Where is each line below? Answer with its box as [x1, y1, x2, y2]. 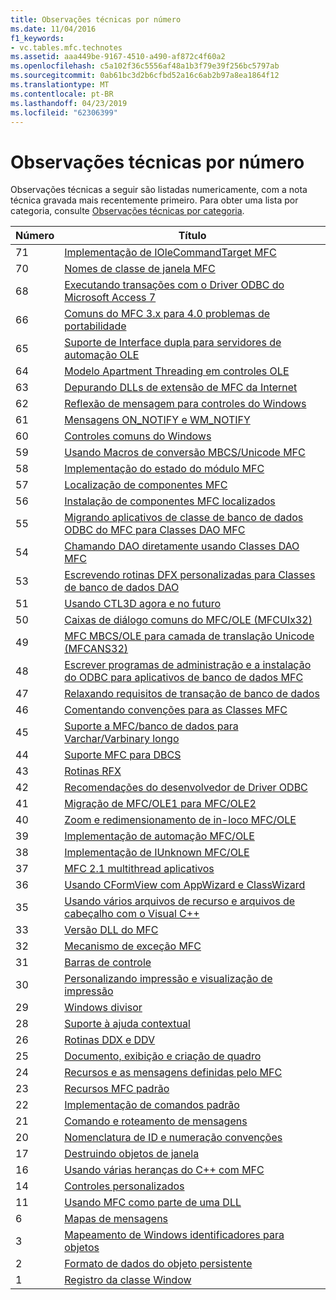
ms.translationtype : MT [10, 80, 110, 90]
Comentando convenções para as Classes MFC [64, 703, 288, 717]
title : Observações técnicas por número [10, 14, 182, 25]
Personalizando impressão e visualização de [64, 972, 273, 986]
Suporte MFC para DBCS [64, 748, 182, 762]
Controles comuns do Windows [64, 429, 212, 443]
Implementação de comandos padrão [64, 1098, 240, 1112]
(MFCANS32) [64, 642, 129, 656]
